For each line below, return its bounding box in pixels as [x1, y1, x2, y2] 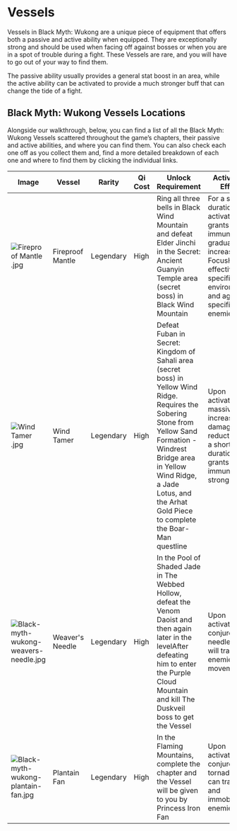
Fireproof [52, 246, 83, 256]
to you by [156, 794, 188, 804]
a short [207, 440, 231, 449]
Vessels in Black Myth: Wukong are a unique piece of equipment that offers [7, 28, 227, 36]
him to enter [156, 659, 197, 669]
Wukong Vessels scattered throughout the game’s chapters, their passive [7, 133, 220, 142]
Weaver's [52, 632, 85, 642]
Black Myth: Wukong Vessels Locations [7, 107, 186, 119]
